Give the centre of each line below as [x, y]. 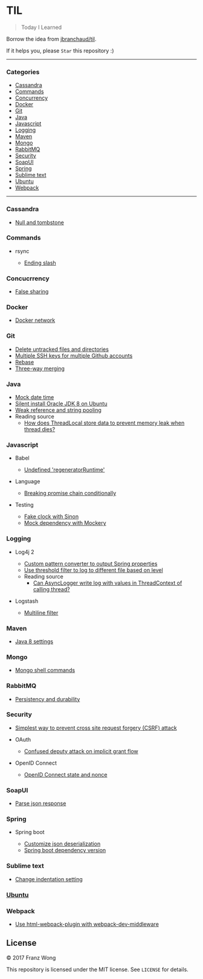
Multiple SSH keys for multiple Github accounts [74, 355]
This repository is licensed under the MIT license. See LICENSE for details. [97, 969]
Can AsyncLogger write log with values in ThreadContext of [108, 583]
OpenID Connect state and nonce [66, 774]
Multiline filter [41, 612]
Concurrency [31, 98]
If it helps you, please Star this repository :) [60, 50]
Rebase [24, 362]
